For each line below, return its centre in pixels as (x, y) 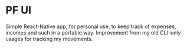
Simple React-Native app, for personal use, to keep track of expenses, (91, 26)
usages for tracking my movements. (49, 39)
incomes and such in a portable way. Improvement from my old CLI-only (93, 32)
